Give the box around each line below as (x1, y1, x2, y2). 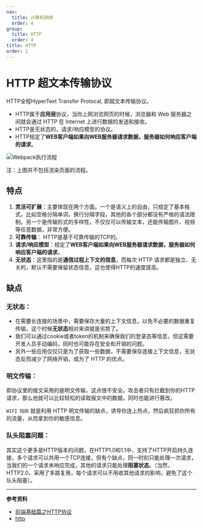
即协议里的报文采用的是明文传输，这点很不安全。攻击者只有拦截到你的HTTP (6, 387, 195, 394)
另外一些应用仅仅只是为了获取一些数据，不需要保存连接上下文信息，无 (14, 348, 190, 355)
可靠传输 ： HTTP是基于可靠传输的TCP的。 (14, 233, 121, 240)
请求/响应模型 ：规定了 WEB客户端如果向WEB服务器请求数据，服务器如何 (14, 240, 195, 248)
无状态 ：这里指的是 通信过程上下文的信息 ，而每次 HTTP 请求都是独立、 (14, 256, 192, 263)
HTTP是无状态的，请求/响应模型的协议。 (14, 125, 117, 133)
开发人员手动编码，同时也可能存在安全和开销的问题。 (14, 340, 148, 348)
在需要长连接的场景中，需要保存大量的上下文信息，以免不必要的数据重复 (14, 317, 195, 325)
